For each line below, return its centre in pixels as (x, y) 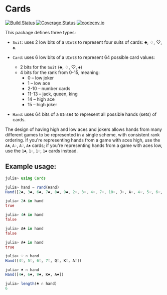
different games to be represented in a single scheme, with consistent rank (82, 134)
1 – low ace (39, 83)
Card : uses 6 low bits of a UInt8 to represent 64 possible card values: (84, 57)
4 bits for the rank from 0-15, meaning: (60, 72)
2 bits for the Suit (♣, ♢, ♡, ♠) (51, 67)
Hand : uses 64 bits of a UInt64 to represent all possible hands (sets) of (85, 114)
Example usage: (31, 167)
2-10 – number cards (49, 88)
